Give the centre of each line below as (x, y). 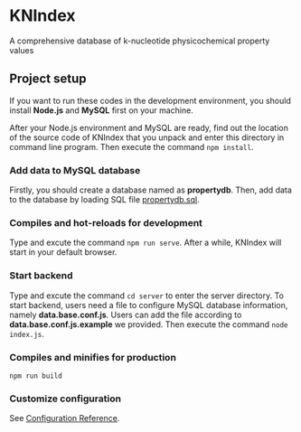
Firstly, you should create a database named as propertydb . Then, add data (150, 190)
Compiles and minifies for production (93, 357)
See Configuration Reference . (65, 418)
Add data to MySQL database (75, 170)
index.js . (27, 333)
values (22, 50)
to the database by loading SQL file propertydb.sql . (105, 200)
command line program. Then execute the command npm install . (132, 146)
